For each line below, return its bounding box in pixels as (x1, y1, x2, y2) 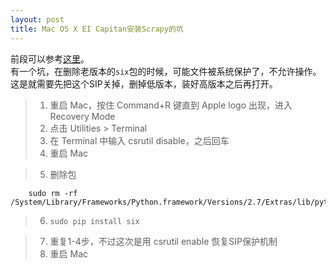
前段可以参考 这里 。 (10, 52, 90, 65)
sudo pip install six (49, 216, 140, 226)
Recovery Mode (49, 110, 116, 122)
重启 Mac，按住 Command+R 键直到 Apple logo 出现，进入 (49, 99, 293, 111)
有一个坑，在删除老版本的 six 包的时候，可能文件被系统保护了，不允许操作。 (10, 65, 322, 77)
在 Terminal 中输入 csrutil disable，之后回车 (49, 134, 230, 146)
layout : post (10, 14, 65, 25)
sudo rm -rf (28, 188, 78, 198)
